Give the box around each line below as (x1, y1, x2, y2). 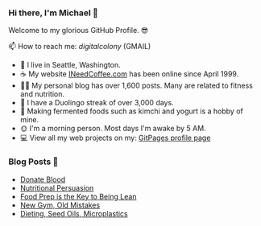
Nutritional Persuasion (19, 183, 94, 192)
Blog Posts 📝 (8, 156, 59, 167)
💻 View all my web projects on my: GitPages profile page (19, 133, 211, 143)
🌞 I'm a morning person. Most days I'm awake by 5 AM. (19, 124, 207, 134)
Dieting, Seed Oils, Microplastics (19, 208, 128, 218)
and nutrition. (19, 89, 65, 99)
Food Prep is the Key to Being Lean (19, 191, 137, 201)
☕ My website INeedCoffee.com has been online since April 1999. (19, 69, 239, 79)
